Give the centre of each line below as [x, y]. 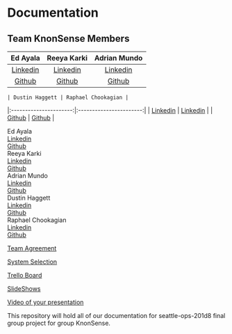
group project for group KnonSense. [59, 323]
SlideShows [24, 289]
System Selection [32, 262]
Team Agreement [32, 248]
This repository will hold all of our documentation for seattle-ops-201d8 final [116, 316]
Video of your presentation [45, 302]
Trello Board [25, 275]
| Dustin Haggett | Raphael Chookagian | [68, 97]
